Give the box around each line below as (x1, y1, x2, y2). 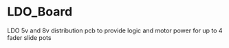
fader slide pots (7, 33, 52, 41)
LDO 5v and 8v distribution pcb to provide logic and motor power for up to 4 (7, 26, 223, 34)
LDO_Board (7, 4, 73, 20)
